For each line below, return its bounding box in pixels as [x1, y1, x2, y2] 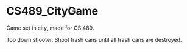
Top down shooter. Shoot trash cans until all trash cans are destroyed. [6, 36, 182, 43]
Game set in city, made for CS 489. [6, 24, 94, 31]
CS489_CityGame [6, 4, 99, 18]
